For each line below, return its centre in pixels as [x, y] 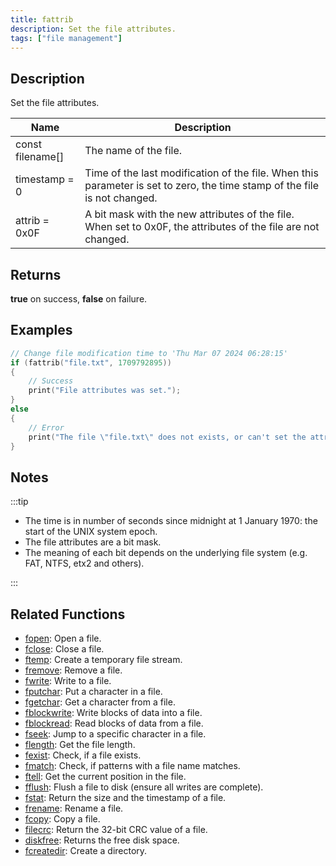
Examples [41, 330]
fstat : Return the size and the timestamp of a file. [125, 798]
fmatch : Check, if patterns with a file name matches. [132, 766]
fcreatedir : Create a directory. [86, 851]
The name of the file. [133, 151]
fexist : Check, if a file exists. [83, 755]
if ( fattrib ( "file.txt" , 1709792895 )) [91, 362]
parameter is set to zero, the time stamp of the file [202, 186]
